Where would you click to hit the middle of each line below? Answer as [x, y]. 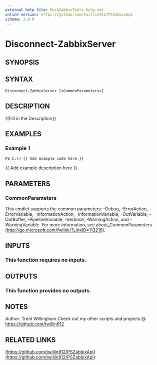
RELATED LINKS [30, 340]
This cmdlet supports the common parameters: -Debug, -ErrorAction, [77, 209]
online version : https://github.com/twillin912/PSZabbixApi [69, 15]
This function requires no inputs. [46, 260]
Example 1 [18, 148]
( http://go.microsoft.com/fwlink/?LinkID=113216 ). [55, 230]
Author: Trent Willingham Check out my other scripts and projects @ [75, 319]
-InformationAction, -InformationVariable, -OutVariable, [91, 214]
